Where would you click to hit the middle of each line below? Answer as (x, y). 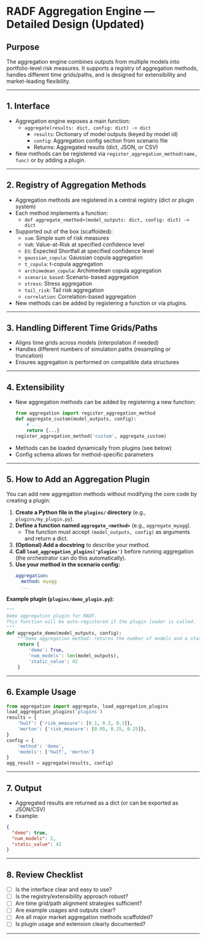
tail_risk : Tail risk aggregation (64, 290)
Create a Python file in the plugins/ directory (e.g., (80, 513)
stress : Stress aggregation (58, 283)
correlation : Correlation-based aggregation (80, 296)
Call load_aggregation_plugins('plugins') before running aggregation (105, 552)
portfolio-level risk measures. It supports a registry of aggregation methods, (102, 68)
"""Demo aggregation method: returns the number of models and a (103, 639)
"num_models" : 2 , (34, 838)
